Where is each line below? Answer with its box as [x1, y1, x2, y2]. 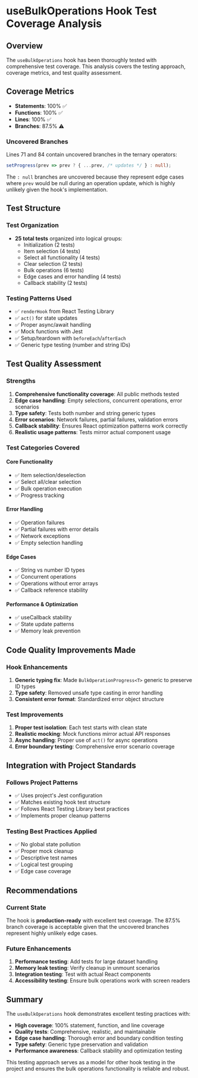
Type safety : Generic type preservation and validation [14, 1041, 148, 1048]
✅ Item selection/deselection [14, 471, 86, 478]
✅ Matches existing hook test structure [14, 798, 111, 806]
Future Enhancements [6, 944, 71, 953]
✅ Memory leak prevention [14, 627, 81, 634]
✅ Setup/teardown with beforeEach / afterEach [14, 334, 126, 342]
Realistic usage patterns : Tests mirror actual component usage [14, 428, 171, 435]
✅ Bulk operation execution [14, 485, 82, 492]
